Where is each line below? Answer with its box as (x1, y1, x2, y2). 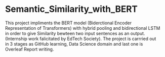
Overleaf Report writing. (5, 46, 54, 52)
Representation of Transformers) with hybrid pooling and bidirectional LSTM (5, 25, 161, 31)
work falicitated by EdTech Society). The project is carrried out (28, 36, 157, 42)
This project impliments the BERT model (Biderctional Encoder (5, 20, 132, 26)
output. (130, 30, 145, 36)
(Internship (5, 36, 28, 42)
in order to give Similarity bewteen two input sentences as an (5, 30, 129, 36)
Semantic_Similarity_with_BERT (5, 3, 138, 15)
